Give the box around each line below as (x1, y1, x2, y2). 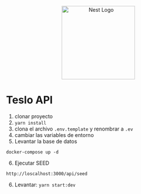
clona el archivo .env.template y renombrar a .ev (14, 125, 133, 132)
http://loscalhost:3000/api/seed (6, 170, 88, 176)
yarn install (14, 120, 47, 126)
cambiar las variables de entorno (14, 131, 94, 138)
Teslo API (6, 93, 53, 107)
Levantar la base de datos (14, 138, 77, 145)
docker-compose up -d (6, 149, 59, 155)
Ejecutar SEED (14, 159, 50, 166)
